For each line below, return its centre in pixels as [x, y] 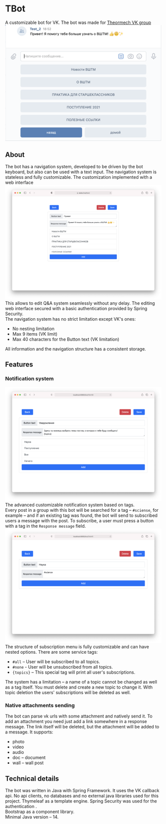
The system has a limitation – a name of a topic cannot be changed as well [81, 682]
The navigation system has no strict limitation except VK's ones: [71, 319]
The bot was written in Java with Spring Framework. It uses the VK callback [82, 791]
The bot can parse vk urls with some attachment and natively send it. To [79, 716]
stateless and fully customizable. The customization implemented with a [79, 177]
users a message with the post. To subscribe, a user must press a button [80, 521]
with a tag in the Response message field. [46, 526]
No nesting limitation [33, 329]
